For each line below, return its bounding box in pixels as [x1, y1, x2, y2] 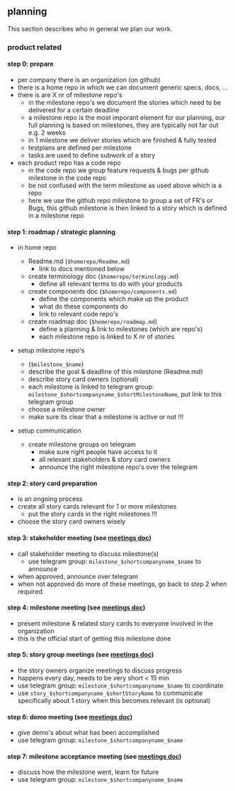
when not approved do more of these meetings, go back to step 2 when [17, 580, 228, 588]
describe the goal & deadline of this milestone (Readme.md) [28, 367, 203, 376]
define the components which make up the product [38, 294, 189, 304]
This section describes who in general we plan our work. [7, 24, 173, 33]
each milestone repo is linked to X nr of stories [38, 333, 175, 341]
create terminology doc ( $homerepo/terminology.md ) [28, 272, 179, 281]
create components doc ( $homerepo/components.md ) [28, 287, 178, 296]
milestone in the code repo [28, 173, 107, 182]
